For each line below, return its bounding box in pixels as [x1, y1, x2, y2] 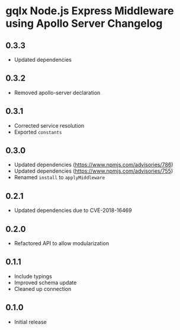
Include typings [14, 272, 53, 280]
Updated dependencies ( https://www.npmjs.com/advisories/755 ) [14, 167, 173, 174]
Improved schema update [14, 279, 77, 286]
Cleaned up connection [14, 285, 72, 292]
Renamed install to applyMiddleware [14, 174, 105, 181]
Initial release [14, 318, 47, 325]
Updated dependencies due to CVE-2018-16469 [14, 207, 132, 214]
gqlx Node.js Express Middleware [5, 4, 174, 18]
